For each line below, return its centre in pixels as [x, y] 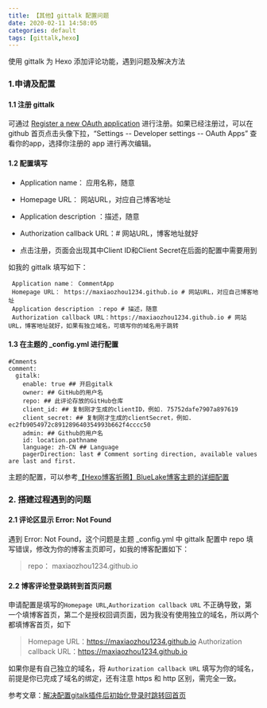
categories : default [43, 30]
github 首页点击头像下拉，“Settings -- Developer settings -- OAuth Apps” [128, 134]
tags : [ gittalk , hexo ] [44, 38]
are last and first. [43, 461]
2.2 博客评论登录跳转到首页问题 [60, 585]
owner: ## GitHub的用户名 [63, 392]
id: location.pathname [60, 440]
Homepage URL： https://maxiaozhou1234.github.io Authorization [135, 642]
